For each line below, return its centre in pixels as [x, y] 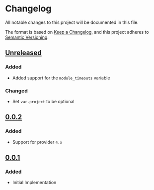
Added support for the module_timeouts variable [61, 78]
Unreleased [24, 53]
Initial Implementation [34, 183]
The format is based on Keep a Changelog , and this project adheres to [77, 32]
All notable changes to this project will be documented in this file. [72, 22]
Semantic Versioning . [27, 37]
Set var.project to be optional [43, 101]
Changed [17, 91]
